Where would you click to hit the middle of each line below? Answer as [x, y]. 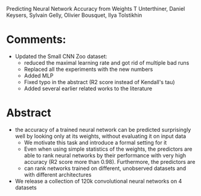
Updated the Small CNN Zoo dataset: [61, 56]
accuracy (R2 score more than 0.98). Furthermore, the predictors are [110, 162]
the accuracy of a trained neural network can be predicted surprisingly [103, 129]
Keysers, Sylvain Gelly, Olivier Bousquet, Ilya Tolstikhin [74, 15]
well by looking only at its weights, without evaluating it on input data [101, 136]
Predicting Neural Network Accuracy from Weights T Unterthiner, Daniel [96, 9]
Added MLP [39, 76]
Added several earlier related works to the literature [88, 88]
